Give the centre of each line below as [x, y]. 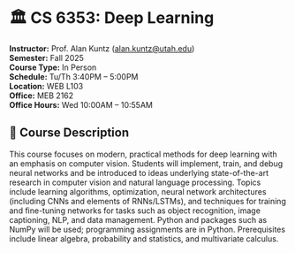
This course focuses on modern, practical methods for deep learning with [144, 154]
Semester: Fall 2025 [46, 57]
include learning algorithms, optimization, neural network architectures [138, 191]
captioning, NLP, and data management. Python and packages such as [138, 219]
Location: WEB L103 [46, 86]
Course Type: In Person [53, 67]
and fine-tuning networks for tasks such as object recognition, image [135, 211]
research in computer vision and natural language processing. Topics [135, 182]
